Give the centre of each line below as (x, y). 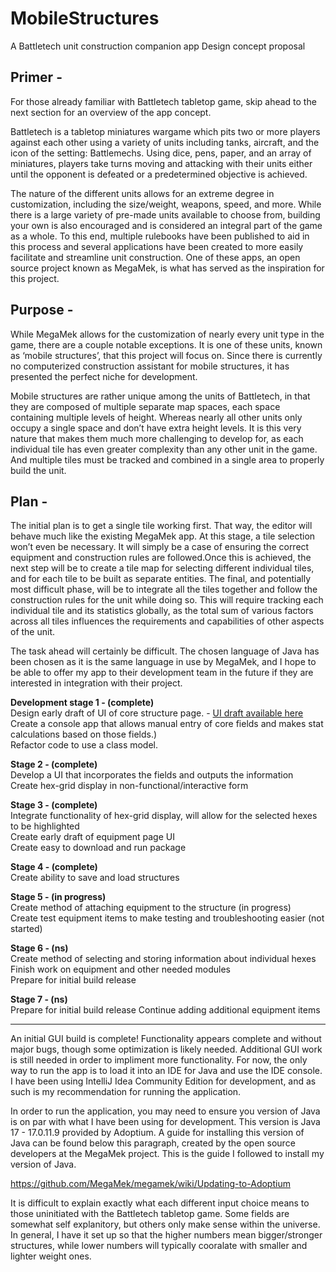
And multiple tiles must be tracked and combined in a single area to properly (167, 459)
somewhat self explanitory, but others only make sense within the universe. (165, 1224)
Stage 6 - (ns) (39, 948)
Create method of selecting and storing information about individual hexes (163, 959)
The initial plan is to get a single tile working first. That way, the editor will (161, 526)
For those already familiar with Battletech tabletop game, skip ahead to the (163, 101)
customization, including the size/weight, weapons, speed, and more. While (166, 204)
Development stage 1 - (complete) (82, 703)
